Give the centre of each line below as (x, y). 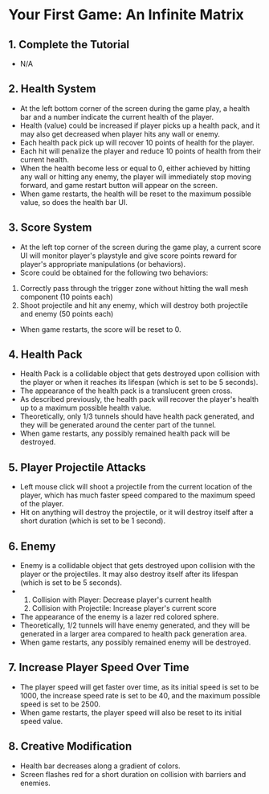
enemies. (35, 783)
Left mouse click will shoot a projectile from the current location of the (136, 487)
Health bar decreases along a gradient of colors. (100, 766)
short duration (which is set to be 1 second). (93, 521)
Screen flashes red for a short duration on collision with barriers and (133, 774)
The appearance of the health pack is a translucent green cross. (126, 391)
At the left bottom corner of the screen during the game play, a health (135, 108)
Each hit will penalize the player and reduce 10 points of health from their (141, 151)
